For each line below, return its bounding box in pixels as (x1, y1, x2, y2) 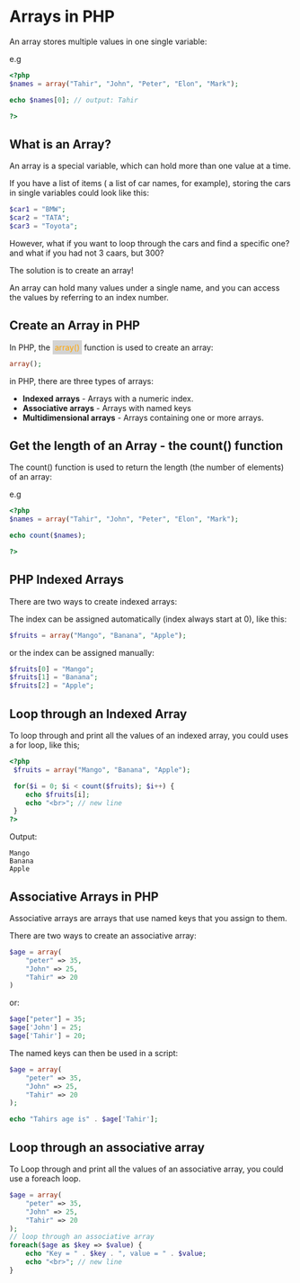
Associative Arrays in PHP (9, 889, 159, 904)
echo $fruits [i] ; (25, 790, 91, 799)
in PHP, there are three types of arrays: (9, 375, 154, 386)
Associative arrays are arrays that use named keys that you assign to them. (9, 912, 287, 923)
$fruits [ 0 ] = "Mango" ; (9, 664, 94, 674)
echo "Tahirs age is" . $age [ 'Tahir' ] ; (9, 1115, 159, 1124)
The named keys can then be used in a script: (9, 1047, 179, 1058)
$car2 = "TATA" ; (9, 213, 70, 222)
